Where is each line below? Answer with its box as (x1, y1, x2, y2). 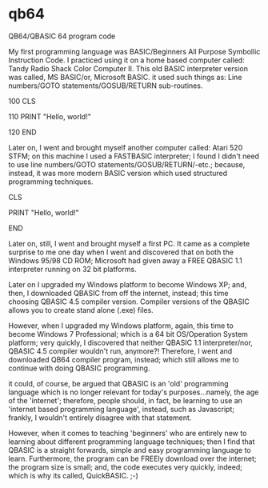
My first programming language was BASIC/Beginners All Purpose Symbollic (8, 46, 261, 56)
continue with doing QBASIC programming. (8, 363, 150, 373)
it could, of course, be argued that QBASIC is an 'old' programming (8, 378, 230, 388)
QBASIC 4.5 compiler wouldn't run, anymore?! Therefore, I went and (8, 346, 233, 356)
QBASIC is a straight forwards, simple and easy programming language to (8, 445, 251, 454)
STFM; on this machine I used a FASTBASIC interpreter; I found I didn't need (8, 151, 260, 161)
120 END (8, 127, 38, 137)
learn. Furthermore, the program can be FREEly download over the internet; (8, 454, 258, 463)
